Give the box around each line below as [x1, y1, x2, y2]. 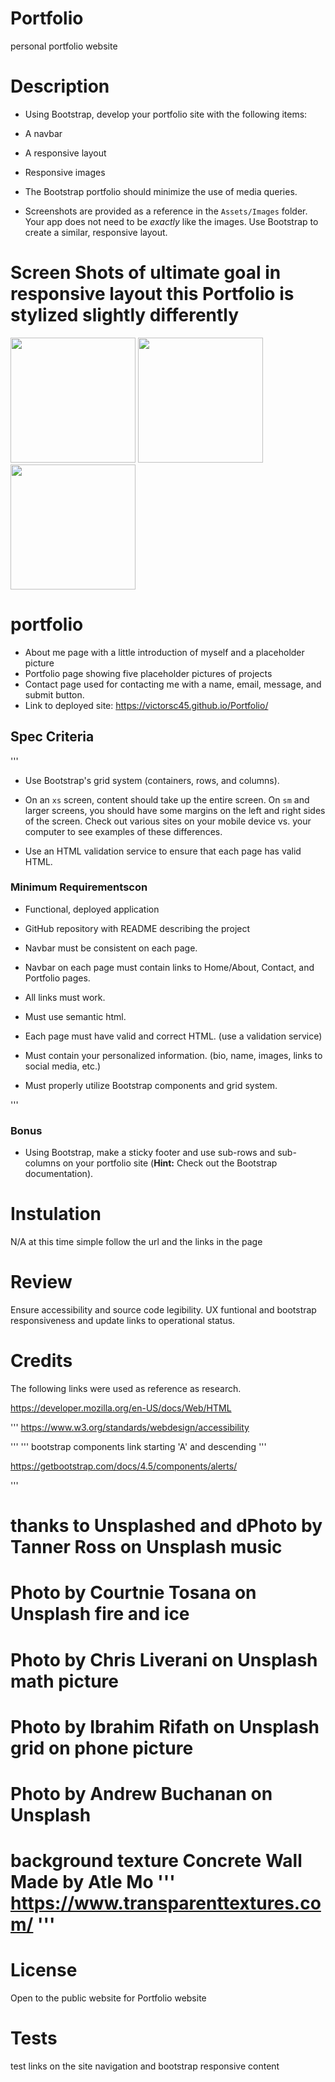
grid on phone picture [10, 1737, 194, 1759]
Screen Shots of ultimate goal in [10, 262, 282, 284]
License [10, 1959, 78, 1982]
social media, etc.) [24, 1060, 102, 1072]
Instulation [10, 1203, 102, 1226]
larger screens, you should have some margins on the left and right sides [24, 804, 326, 816]
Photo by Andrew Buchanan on [10, 1782, 273, 1805]
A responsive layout [24, 147, 107, 159]
